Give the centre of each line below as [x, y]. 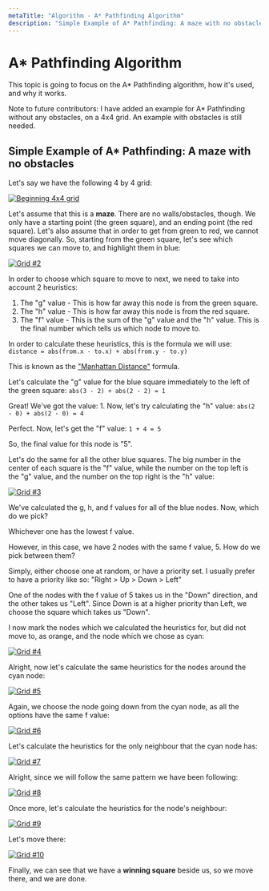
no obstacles [41, 164]
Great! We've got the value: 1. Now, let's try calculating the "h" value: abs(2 [132, 406]
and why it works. [38, 94]
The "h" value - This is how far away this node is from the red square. [135, 311]
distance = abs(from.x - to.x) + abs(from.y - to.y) [98, 352]
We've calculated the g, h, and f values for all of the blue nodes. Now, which [134, 508]
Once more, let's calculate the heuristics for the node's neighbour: [118, 809]
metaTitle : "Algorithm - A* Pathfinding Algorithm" [96, 16]
